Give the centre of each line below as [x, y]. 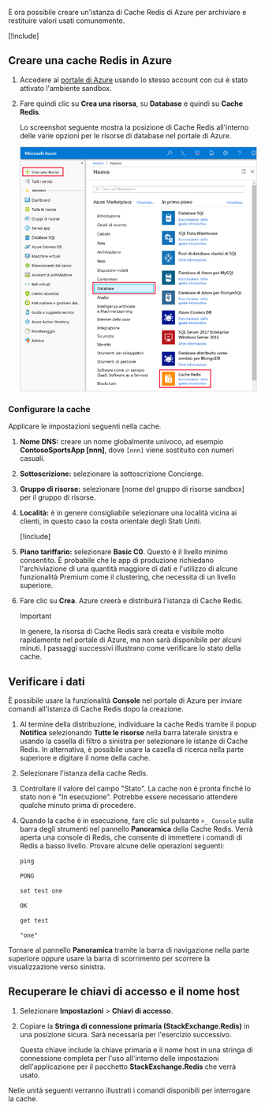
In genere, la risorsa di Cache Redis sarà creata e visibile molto [122, 632]
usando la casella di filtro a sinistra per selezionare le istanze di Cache [134, 741]
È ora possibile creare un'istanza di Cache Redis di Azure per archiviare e [127, 12]
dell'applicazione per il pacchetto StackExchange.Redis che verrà [128, 1067]
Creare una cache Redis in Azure [90, 60]
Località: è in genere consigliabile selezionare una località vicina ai [128, 513]
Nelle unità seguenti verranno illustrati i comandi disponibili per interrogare [129, 1090]
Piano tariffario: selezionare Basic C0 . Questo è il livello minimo [124, 552]
